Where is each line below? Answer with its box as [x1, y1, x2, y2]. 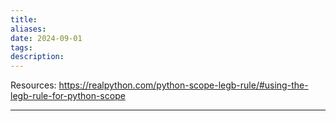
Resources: [10, 79, 57, 91]
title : [10, 14, 38, 25]
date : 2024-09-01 [10, 33, 83, 43]
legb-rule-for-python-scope [10, 90, 126, 102]
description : [10, 52, 65, 62]
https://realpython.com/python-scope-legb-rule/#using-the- [58, 79, 309, 91]
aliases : [10, 24, 47, 34]
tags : [10, 42, 33, 53]
